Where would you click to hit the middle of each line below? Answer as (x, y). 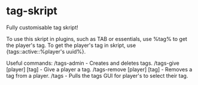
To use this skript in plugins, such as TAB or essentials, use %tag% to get (97, 39)
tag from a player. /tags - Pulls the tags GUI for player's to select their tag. (97, 75)
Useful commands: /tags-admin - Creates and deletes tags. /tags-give (93, 63)
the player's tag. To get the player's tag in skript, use (71, 45)
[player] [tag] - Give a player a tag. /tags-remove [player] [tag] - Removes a (99, 69)
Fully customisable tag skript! (42, 27)
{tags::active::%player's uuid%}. (46, 51)
